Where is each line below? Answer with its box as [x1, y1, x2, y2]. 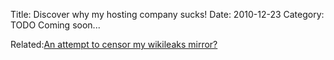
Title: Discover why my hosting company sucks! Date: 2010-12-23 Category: [10, 9, 325, 20]
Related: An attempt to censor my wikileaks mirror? [10, 39, 218, 50]
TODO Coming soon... [10, 19, 101, 31]
